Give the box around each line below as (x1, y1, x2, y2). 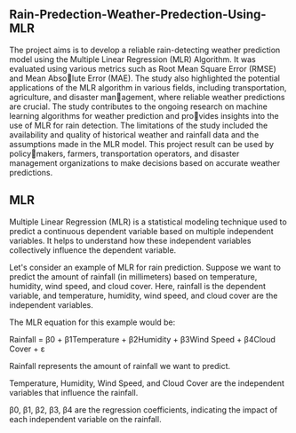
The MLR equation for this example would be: (9, 317, 176, 327)
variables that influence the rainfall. (9, 387, 139, 398)
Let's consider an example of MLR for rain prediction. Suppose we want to (9, 262, 282, 272)
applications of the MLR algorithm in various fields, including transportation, (9, 82, 287, 92)
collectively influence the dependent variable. (9, 244, 177, 256)
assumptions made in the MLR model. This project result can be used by (9, 138, 274, 149)
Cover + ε (9, 343, 46, 354)
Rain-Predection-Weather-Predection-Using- (9, 7, 267, 22)
